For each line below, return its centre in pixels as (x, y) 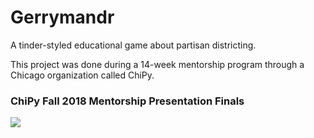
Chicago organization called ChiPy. (82, 75)
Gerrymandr (62, 17)
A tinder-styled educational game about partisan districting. (133, 45)
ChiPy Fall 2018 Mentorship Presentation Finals (127, 101)
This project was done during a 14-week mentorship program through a (157, 64)
